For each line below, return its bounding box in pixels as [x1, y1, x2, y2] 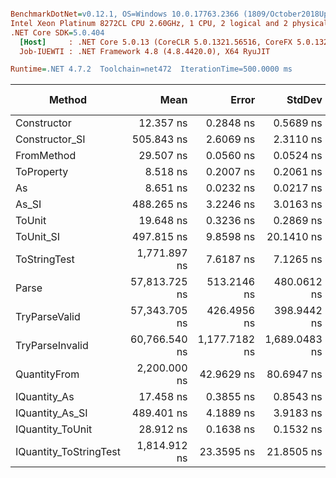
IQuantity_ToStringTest [15, 445, 121, 459]
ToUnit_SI [15, 230, 60, 244]
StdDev [286, 93, 323, 107]
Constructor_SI [15, 132, 86, 146]
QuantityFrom [15, 367, 80, 381]
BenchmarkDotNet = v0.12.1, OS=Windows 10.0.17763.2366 [10, 9, 240, 19]
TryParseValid [15, 310, 81, 324]
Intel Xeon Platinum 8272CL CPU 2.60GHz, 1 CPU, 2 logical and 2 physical [10, 18, 329, 28]
